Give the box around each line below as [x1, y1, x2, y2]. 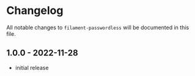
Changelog [6, 4, 64, 18]
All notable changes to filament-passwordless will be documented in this [6, 24, 189, 31]
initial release [15, 64, 49, 71]
